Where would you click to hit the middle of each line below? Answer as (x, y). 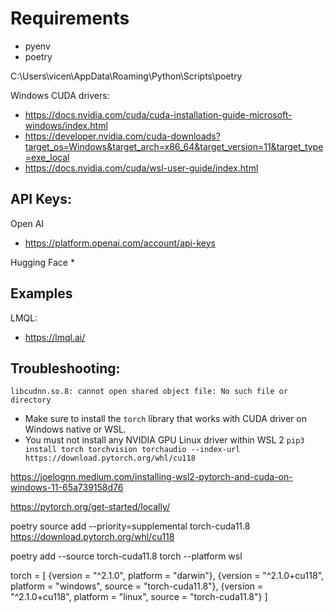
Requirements (70, 18)
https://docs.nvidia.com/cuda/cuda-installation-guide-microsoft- (158, 114)
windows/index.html (66, 125)
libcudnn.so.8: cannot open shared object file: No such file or (149, 392)
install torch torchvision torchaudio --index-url (132, 450)
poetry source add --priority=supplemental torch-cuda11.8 (130, 526)
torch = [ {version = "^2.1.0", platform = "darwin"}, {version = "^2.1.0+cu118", (167, 576)
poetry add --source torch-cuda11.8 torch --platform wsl (126, 556)
